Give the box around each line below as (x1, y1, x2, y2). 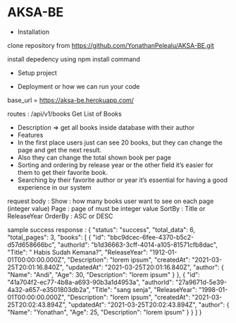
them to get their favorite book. (17, 168, 108, 176)
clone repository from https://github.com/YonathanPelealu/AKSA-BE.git (7, 41, 215, 49)
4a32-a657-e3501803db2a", (7, 285, 91, 293)
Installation (17, 28, 50, 36)
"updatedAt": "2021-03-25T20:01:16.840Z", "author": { (66, 262, 224, 272)
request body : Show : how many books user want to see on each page (7, 197, 214, 205)
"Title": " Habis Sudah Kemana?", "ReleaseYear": (7, 248, 148, 256)
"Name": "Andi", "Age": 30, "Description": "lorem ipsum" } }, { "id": (7, 270, 201, 279)
